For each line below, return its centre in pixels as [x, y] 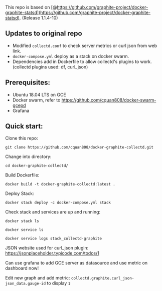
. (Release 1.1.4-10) [39, 18]
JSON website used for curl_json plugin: [47, 248]
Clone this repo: [22, 138]
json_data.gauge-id [26, 284]
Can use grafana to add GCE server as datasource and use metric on [76, 263]
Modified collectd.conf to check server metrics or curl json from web [85, 45]
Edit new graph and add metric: [38, 278]
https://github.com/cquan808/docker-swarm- [109, 100]
